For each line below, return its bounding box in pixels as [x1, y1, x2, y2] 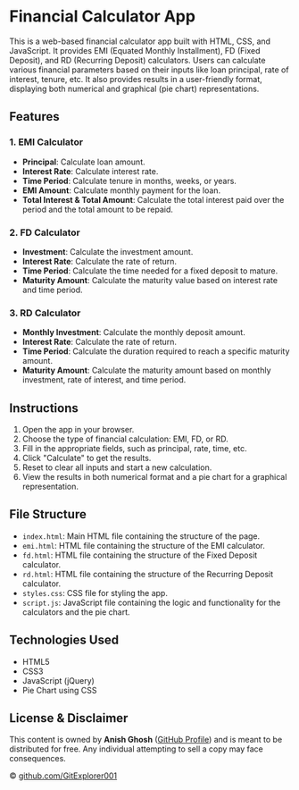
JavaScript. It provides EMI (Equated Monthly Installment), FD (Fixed [9, 45, 261, 55]
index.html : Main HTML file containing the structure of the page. [21, 530, 261, 542]
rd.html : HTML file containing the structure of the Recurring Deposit [21, 568, 274, 579]
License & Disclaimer [9, 710, 129, 726]
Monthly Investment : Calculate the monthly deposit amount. [21, 327, 245, 338]
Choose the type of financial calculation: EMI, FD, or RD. [21, 433, 229, 444]
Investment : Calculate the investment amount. [21, 246, 194, 256]
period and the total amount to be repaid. [21, 204, 174, 214]
